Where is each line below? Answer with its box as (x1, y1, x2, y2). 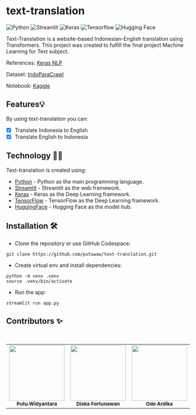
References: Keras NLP (6, 59, 63, 66)
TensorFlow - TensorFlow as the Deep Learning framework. (14, 197, 161, 204)
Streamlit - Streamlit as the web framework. (14, 184, 121, 191)
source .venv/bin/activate (6, 278, 73, 284)
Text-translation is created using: (6, 166, 87, 173)
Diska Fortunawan (76, 401, 120, 407)
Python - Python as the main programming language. (14, 178, 144, 185)
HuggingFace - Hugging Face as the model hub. (14, 203, 132, 210)
